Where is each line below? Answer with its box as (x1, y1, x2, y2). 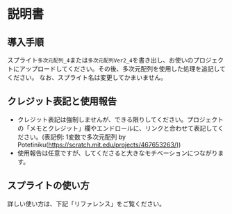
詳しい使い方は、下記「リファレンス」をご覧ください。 (7, 199, 165, 208)
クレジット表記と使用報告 (7, 95, 117, 108)
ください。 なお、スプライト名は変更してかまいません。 (7, 74, 167, 81)
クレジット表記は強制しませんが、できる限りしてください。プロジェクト (17, 115, 224, 124)
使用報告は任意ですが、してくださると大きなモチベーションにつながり (17, 149, 218, 157)
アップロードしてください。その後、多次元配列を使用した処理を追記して (19, 65, 226, 73)
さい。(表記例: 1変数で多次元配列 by (23, 133, 126, 141)
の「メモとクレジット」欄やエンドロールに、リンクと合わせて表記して (17, 124, 218, 132)
